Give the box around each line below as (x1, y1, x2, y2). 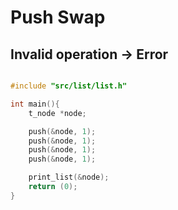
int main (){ (10, 99, 60, 109)
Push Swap (10, 6, 106, 29)
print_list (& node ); (28, 172, 110, 183)
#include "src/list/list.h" (10, 81, 128, 91)
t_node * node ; (28, 108, 87, 118)
